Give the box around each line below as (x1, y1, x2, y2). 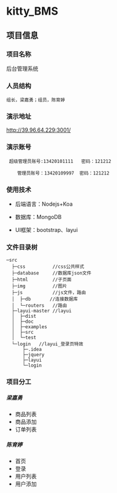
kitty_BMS (6, 4, 59, 18)
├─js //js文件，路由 (12, 290, 86, 296)
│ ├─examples (12, 324, 47, 330)
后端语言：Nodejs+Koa (15, 200, 73, 208)
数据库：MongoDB (15, 214, 62, 221)
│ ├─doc (12, 318, 34, 325)
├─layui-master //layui (12, 308, 72, 314)
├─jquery (22, 352, 45, 358)
